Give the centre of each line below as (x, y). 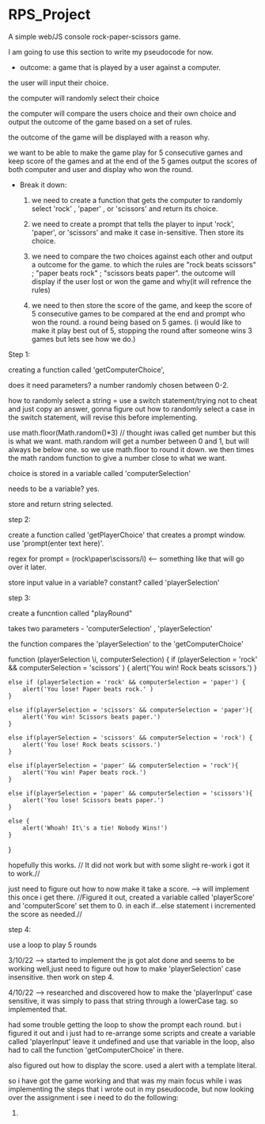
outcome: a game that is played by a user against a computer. (120, 67)
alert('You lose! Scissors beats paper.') (93, 800)
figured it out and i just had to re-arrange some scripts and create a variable (132, 1033)
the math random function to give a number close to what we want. (117, 458)
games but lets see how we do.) (83, 339)
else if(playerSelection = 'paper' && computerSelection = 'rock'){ (123, 765)
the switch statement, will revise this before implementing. (103, 417)
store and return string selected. (61, 504)
